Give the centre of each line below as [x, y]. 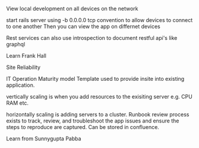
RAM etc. [17, 103]
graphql [16, 44]
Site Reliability [23, 67]
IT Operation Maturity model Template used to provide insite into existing [95, 79]
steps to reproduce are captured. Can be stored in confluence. [83, 127]
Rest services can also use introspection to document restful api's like [92, 38]
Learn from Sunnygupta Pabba [44, 138]
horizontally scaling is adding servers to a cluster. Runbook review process [98, 114]
